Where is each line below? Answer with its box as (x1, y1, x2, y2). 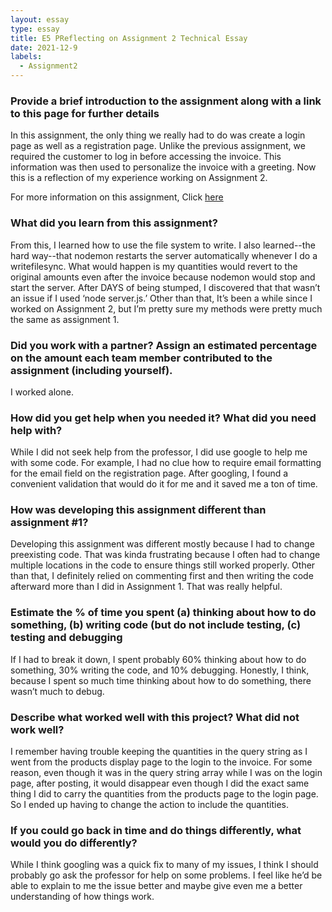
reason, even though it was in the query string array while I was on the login (10, 767, 323, 779)
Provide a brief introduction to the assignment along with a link (10, 94, 322, 108)
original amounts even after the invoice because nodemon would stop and (10, 271, 316, 283)
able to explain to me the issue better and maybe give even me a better (10, 880, 303, 892)
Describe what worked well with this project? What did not (10, 710, 300, 724)
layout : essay (10, 14, 70, 25)
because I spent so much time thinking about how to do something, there (10, 674, 312, 686)
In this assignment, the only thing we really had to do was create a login (10, 129, 306, 141)
